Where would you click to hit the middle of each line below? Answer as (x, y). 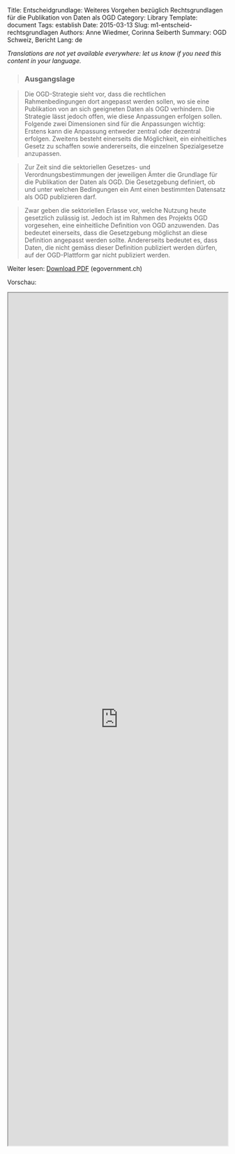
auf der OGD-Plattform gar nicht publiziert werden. (97, 255)
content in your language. (44, 61)
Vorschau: (22, 282)
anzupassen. (43, 154)
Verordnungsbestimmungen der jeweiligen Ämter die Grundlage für (121, 175)
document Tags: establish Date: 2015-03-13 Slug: (78, 25)
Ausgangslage (50, 78)
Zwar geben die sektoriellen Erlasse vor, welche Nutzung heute (115, 211)
